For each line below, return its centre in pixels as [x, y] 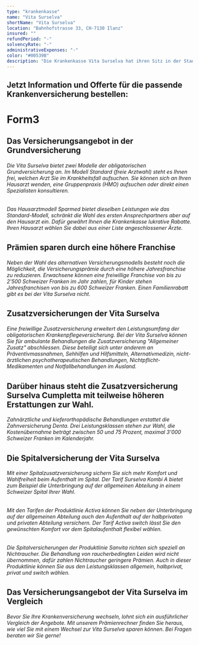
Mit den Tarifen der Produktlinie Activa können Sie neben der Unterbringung [99, 510]
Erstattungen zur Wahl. [50, 404]
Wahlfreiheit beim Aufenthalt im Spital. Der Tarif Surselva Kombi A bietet [95, 480]
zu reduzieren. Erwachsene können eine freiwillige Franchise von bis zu [94, 275]
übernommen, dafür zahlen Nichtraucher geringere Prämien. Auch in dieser [99, 560]
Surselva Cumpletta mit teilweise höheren [85, 395]
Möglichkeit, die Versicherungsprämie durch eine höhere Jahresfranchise [96, 269]
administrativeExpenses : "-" [43, 50]
